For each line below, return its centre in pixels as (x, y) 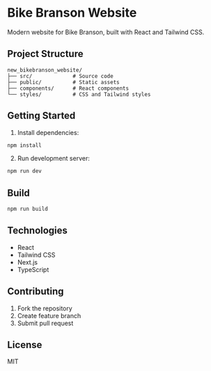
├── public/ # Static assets (63, 82)
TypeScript (33, 269)
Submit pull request (45, 323)
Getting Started (41, 116)
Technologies (38, 231)
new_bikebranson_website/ (45, 70)
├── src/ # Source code (60, 76)
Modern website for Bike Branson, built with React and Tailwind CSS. (106, 32)
